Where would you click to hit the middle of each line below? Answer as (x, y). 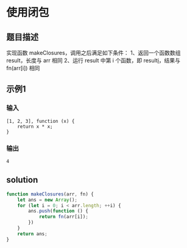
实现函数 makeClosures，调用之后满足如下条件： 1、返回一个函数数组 (94, 53)
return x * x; (35, 126)
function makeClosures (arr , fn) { (50, 194)
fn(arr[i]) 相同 (23, 68)
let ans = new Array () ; (48, 200)
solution (22, 180)
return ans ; (32, 234)
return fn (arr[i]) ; (63, 217)
